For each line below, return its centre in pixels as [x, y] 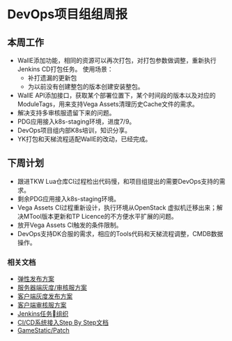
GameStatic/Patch [43, 331]
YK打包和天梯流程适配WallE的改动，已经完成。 [84, 139]
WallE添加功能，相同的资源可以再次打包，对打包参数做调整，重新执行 [117, 60]
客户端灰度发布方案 [45, 296]
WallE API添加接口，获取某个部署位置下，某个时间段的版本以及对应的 [116, 95]
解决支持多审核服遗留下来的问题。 [66, 113]
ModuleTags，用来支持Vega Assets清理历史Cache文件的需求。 [108, 104]
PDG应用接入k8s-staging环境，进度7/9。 [76, 122]
